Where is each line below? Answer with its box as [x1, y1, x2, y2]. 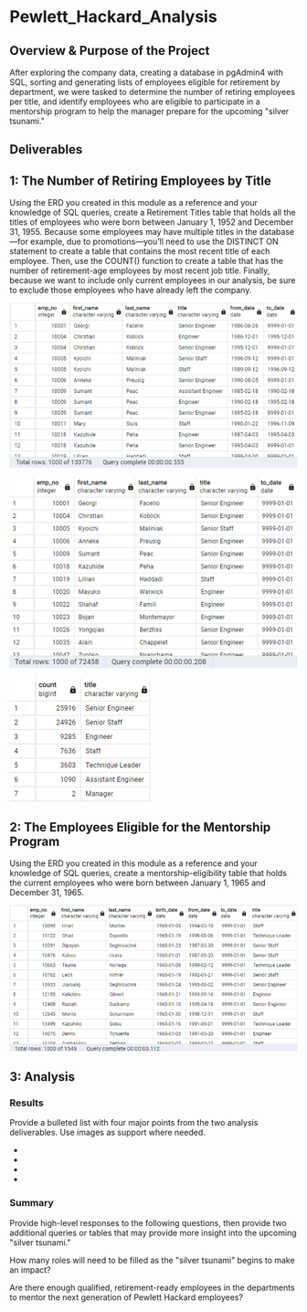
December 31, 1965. [9, 886, 84, 897]
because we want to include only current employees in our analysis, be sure [9, 275, 296, 286]
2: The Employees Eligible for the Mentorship [9, 820, 271, 835]
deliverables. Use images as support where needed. [9, 1127, 206, 1138]
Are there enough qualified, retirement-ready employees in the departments [9, 1282, 295, 1293]
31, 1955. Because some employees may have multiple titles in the [9, 227, 258, 238]
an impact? [9, 1264, 52, 1275]
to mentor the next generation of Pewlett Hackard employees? [9, 1291, 244, 1303]
